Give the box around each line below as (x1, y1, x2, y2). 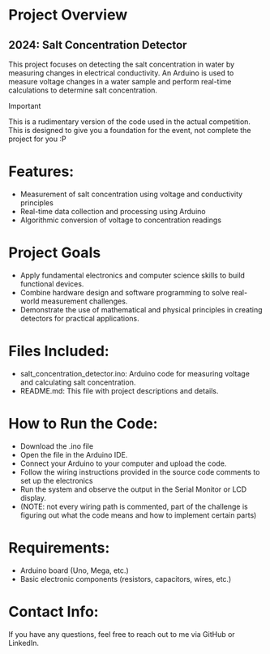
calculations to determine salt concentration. (8, 85, 158, 95)
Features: (8, 162, 75, 181)
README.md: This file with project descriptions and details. (19, 385, 219, 395)
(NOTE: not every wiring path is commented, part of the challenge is (19, 501, 249, 511)
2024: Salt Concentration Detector (8, 38, 187, 52)
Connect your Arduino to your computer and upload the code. (19, 458, 227, 468)
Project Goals (8, 243, 101, 262)
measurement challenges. (41, 296, 128, 306)
